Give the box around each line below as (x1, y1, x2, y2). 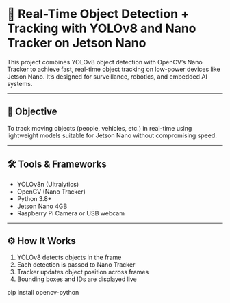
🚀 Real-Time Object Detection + (7, 6, 190, 22)
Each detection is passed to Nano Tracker (16, 261, 136, 269)
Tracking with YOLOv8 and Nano (7, 21, 196, 36)
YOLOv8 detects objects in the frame (16, 253, 122, 262)
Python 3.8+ (16, 194, 53, 202)
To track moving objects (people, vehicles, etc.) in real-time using (7, 124, 192, 132)
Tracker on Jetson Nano (7, 36, 146, 51)
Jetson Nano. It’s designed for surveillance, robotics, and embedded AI (7, 72, 207, 81)
